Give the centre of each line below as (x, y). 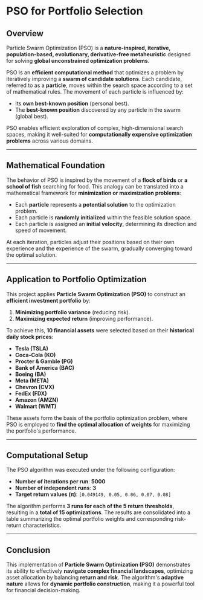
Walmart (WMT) (36, 406)
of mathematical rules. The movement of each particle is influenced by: (95, 92)
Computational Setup (47, 455)
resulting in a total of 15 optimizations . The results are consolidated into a (98, 512)
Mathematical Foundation (56, 165)
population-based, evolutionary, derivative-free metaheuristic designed (99, 54)
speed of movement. (41, 230)
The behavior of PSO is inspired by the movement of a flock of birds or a (97, 180)
